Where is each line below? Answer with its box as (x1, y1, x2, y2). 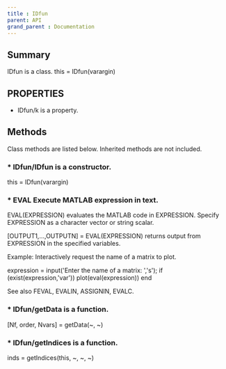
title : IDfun (7, 10, 49, 17)
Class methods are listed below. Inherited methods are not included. (7, 144, 202, 153)
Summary (7, 49, 51, 61)
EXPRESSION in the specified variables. (7, 240, 121, 248)
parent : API (7, 17, 42, 24)
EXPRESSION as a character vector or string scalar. (7, 219, 154, 227)
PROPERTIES (7, 88, 65, 100)
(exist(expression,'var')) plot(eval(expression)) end (7, 274, 152, 282)
